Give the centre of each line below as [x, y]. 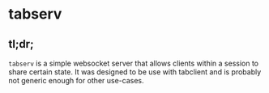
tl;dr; [21, 44]
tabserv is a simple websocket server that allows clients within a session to [134, 63]
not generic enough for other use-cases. [76, 80]
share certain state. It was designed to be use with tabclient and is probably [135, 72]
